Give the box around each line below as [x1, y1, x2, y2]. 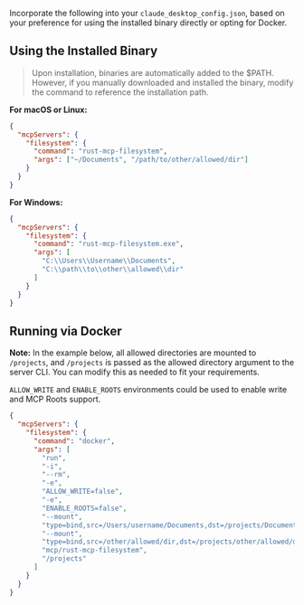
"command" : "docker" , [33, 436, 116, 446]
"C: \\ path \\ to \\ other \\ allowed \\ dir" [42, 265, 184, 274]
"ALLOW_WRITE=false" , [42, 487, 124, 496]
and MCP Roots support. [9, 393, 101, 405]
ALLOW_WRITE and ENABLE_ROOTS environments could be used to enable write [9, 384, 288, 395]
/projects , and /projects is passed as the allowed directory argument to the [9, 357, 295, 368]
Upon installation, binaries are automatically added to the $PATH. [31, 67, 274, 78]
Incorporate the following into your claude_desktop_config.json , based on [9, 8, 285, 18]
